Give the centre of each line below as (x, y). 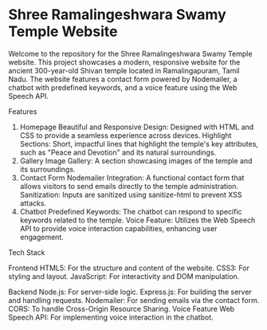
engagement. (41, 237)
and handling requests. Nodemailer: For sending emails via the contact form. (134, 300)
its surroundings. (47, 169)
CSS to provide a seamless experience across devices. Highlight (126, 135)
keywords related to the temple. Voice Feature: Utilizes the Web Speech (137, 220)
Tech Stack (27, 252)
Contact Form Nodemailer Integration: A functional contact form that (132, 178)
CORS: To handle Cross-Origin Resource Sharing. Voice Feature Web (122, 308)
